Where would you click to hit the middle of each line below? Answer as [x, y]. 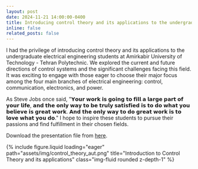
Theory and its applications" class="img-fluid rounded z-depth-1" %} [90, 160]
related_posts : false [33, 34]
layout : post [22, 11]
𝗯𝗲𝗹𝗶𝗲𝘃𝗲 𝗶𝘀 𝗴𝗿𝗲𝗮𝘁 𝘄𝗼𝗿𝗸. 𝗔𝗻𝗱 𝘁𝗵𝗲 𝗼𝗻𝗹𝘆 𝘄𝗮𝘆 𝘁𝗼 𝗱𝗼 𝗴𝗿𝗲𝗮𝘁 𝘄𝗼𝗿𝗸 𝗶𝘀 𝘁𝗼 [94, 112]
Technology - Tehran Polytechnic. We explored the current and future [91, 63]
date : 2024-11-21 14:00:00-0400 [46, 17]
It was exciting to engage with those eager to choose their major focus [92, 75]
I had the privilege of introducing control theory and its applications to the [95, 50]
